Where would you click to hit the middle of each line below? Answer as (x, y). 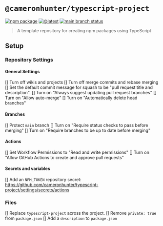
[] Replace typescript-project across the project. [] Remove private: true (81, 213)
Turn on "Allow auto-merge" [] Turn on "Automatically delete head (71, 98)
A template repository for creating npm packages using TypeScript (84, 30)
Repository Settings (29, 60)
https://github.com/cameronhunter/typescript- (52, 185)
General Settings (22, 71)
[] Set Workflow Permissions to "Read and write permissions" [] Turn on (77, 152)
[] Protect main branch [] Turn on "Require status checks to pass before (77, 125)
